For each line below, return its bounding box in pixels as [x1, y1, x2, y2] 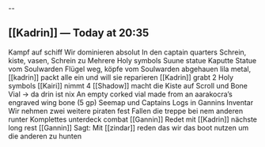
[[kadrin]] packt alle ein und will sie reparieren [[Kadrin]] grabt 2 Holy [8, 72, 234, 82]
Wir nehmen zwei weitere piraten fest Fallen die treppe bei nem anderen [8, 106, 244, 115]
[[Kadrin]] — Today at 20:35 [8, 26, 150, 40]
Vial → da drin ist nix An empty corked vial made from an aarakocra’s [8, 89, 233, 99]
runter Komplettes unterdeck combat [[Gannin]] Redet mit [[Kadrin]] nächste [8, 115, 258, 124]
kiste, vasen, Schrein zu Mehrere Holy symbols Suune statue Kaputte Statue [8, 55, 257, 65]
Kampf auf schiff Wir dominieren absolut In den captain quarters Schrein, [8, 47, 247, 57]
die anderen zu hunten [8, 131, 81, 141]
